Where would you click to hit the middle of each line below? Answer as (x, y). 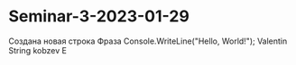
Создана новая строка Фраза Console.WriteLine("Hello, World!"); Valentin (148, 41)
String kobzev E (37, 50)
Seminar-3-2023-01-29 (99, 16)
